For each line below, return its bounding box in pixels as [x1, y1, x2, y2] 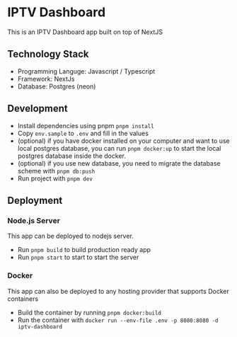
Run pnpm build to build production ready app [17, 246, 151, 254]
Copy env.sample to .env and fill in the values [17, 129, 149, 137]
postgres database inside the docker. [17, 152, 126, 160]
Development [7, 103, 69, 115]
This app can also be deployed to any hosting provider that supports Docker [7, 287, 230, 295]
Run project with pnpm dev [17, 174, 93, 183]
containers [7, 295, 39, 303]
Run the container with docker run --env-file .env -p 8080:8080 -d [17, 316, 219, 324]
